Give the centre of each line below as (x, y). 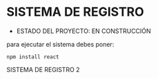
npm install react (33, 57)
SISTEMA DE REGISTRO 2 (43, 69)
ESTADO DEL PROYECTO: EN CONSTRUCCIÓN (83, 31)
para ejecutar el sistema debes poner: (60, 44)
